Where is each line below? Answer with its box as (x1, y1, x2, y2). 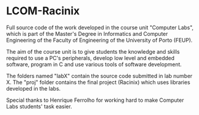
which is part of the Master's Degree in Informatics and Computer (6, 30, 169, 37)
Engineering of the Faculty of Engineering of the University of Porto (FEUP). (6, 36, 193, 43)
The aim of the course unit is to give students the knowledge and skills (6, 48, 180, 55)
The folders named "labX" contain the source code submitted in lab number (6, 72, 193, 79)
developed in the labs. (6, 85, 61, 92)
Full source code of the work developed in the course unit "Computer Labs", (6, 24, 194, 31)
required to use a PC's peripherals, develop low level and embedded (6, 54, 175, 61)
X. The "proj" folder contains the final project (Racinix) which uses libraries (6, 79, 191, 86)
